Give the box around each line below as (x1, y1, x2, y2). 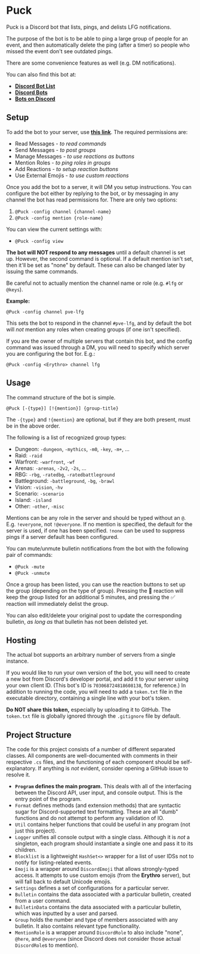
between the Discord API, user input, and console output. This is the (14, 789, 183, 796)
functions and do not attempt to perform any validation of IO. (14, 815, 165, 822)
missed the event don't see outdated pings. (6, 47, 113, 54)
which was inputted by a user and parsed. (14, 910, 118, 917)
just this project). (14, 827, 57, 834)
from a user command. (14, 897, 72, 904)
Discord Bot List (14, 82, 56, 90)
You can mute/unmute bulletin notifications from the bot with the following (6, 545, 189, 552)
